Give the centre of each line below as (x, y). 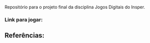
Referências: (25, 35)
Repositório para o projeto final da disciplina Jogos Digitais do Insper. (75, 7)
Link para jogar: (24, 20)
